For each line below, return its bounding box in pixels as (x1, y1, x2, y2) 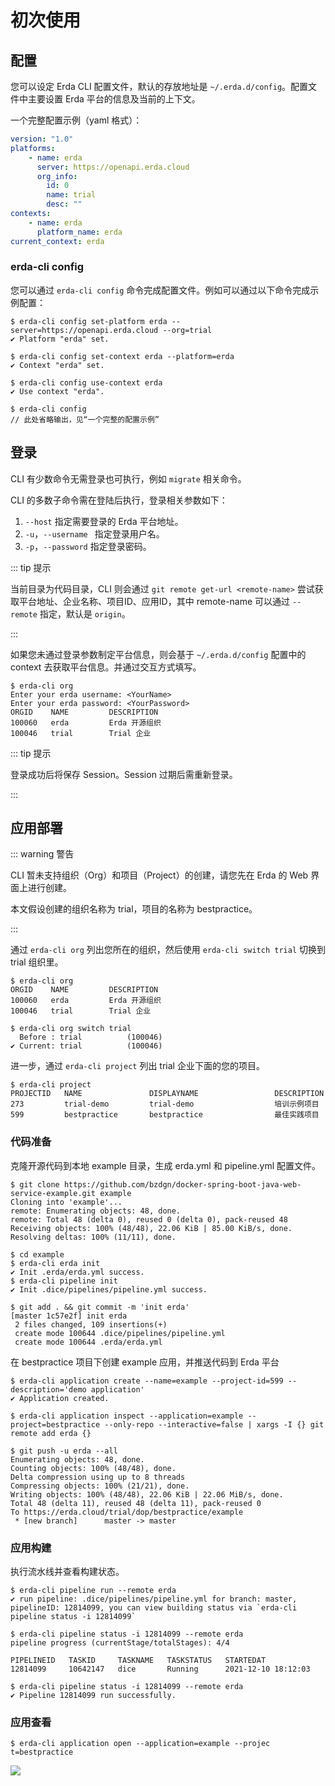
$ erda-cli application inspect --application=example (10, 1411, 244, 1421)
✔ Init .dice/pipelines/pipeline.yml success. (10, 1284, 208, 1295)
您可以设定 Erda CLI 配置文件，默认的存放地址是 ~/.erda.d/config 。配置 (10, 81, 309, 92)
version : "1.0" (10, 134, 74, 144)
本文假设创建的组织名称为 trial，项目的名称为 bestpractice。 (10, 903, 258, 915)
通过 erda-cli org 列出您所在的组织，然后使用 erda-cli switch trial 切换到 (10, 944, 326, 956)
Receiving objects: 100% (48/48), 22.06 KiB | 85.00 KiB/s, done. (10, 1223, 293, 1233)
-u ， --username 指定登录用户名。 (24, 527, 165, 540)
